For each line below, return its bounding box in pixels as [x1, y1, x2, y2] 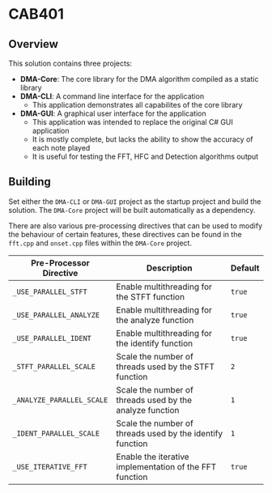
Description [146, 262, 193, 274]
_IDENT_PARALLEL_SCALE [12, 428, 100, 438]
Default [230, 262, 260, 274]
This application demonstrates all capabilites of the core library [32, 100, 243, 109]
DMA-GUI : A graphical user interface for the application [19, 108, 206, 118]
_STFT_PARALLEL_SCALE [12, 362, 96, 371]
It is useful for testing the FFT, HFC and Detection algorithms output [32, 151, 259, 161]
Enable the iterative [116, 451, 189, 462]
